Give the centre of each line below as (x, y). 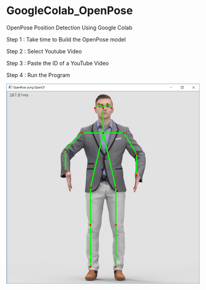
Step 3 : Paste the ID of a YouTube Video (58, 63)
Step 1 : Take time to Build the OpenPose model (66, 39)
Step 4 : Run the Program (38, 75)
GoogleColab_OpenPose (70, 11)
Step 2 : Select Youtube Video (44, 51)
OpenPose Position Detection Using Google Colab (70, 28)
